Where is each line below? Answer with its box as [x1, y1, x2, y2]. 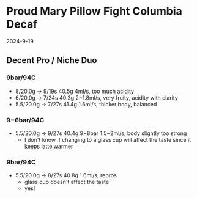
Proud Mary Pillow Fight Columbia [6, 4, 182, 18]
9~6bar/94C [6, 116, 45, 124]
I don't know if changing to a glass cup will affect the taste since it [24, 136, 191, 143]
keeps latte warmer [24, 142, 73, 150]
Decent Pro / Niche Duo [6, 55, 97, 65]
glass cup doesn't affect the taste [24, 178, 109, 186]
